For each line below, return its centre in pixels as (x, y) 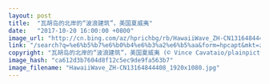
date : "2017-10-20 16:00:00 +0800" (71, 30)
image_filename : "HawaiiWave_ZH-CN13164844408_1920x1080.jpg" (114, 68)
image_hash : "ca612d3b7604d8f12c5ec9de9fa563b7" (91, 61)
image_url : (26, 38)
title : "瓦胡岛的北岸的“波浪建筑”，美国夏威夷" (81, 23)
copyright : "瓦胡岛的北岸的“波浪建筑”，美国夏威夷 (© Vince (100, 53)
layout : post (30, 16)
